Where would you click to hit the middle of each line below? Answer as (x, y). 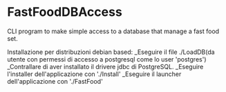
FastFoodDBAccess (65, 12)
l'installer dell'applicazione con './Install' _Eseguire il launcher (94, 74)
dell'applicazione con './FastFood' (55, 81)
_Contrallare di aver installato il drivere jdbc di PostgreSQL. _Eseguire (105, 66)
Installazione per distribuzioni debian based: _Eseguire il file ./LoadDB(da (111, 52)
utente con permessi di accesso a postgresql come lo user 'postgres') (107, 59)
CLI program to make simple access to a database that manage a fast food (113, 31)
